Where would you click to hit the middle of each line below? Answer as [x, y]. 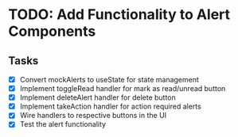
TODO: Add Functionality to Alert [119, 15]
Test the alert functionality [62, 124]
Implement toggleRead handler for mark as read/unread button [123, 89]
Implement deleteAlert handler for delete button [98, 97]
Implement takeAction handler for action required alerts [110, 107]
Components [52, 31]
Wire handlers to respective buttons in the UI [93, 116]
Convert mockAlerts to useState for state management [109, 80]
